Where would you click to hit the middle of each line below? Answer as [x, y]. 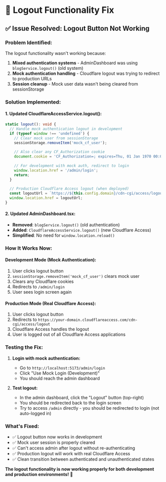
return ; [22, 175]
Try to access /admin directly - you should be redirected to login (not [89, 408]
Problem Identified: [29, 43]
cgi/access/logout [31, 324]
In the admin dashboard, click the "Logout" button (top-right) [82, 397]
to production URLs [32, 78]
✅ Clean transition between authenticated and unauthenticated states [83, 459]
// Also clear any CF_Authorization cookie [60, 152]
